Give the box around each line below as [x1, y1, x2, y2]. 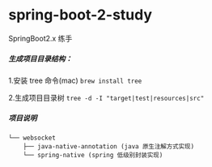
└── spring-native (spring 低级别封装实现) [23, 151, 163, 159]
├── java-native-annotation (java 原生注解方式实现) [23, 142, 195, 151]
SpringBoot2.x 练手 [8, 33, 73, 43]
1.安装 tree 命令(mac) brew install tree [8, 75, 142, 85]
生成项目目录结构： [8, 54, 73, 63]
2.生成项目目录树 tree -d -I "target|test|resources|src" [8, 92, 205, 102]
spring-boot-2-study [8, 6, 152, 24]
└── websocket [8, 134, 57, 142]
